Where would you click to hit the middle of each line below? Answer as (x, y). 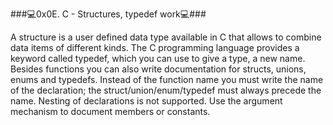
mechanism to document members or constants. (110, 111)
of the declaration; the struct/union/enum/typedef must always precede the (166, 90)
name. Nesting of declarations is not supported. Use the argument (146, 101)
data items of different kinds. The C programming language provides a (155, 47)
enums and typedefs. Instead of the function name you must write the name (167, 79)
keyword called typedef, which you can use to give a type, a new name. (158, 58)
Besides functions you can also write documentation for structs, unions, (158, 69)
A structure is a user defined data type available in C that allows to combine (166, 37)
